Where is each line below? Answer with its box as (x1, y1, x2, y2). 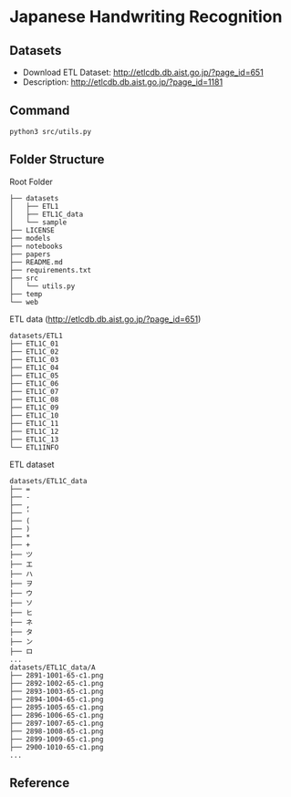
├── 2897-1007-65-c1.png (9, 719, 104, 728)
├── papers (9, 249, 51, 259)
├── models (9, 233, 51, 243)
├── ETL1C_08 (9, 395, 59, 404)
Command (9, 103, 70, 119)
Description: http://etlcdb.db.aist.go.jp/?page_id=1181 (22, 77, 223, 88)
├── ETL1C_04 (9, 363, 59, 372)
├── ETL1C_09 (9, 403, 59, 412)
